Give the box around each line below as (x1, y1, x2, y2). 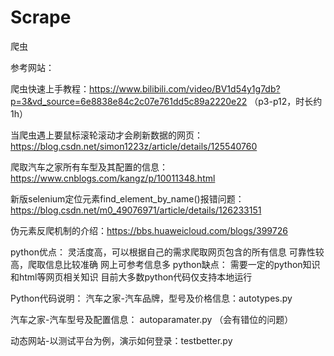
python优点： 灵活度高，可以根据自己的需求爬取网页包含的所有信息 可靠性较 (10, 246, 325, 258)
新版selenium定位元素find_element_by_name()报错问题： (10, 192, 245, 205)
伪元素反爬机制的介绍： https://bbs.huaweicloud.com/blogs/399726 (10, 224, 288, 236)
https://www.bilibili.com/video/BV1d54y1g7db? (89, 82, 281, 95)
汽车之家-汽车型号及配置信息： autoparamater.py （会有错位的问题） (10, 313, 294, 325)
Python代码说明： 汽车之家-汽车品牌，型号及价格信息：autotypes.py (10, 292, 293, 304)
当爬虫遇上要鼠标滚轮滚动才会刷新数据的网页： (10, 129, 203, 141)
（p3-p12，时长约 (249, 95, 323, 107)
